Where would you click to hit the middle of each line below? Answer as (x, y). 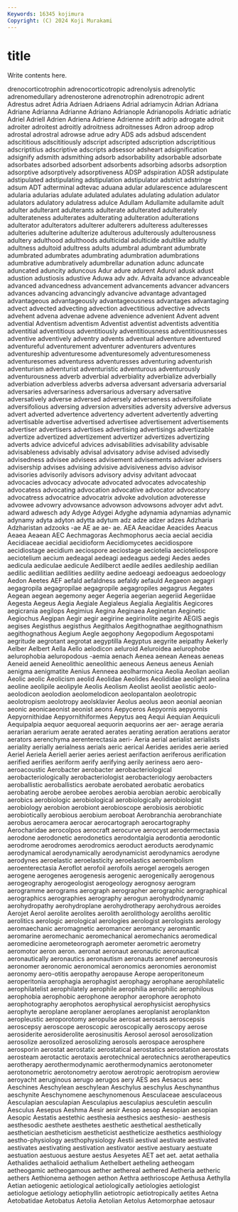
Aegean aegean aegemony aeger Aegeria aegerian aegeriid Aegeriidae (112, 596)
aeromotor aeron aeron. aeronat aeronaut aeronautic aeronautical (103, 952)
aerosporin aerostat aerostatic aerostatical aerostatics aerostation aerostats (118, 1050)
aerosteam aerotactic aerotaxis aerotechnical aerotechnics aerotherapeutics (119, 1057)
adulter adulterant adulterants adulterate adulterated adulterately (102, 210)
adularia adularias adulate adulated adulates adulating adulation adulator (114, 195)
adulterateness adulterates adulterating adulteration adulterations (103, 218)
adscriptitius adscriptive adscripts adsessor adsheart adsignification (107, 149)
